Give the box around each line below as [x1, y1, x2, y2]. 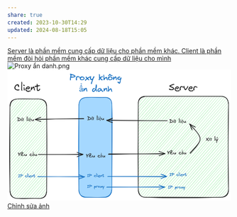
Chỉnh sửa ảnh [7, 202, 50, 211]
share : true [7, 11, 43, 18]
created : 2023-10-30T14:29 [7, 18, 87, 26]
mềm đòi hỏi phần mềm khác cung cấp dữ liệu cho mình [7, 54, 172, 63]
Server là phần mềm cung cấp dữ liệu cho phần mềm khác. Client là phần [7, 47, 222, 55]
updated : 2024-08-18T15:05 [7, 26, 87, 33]
